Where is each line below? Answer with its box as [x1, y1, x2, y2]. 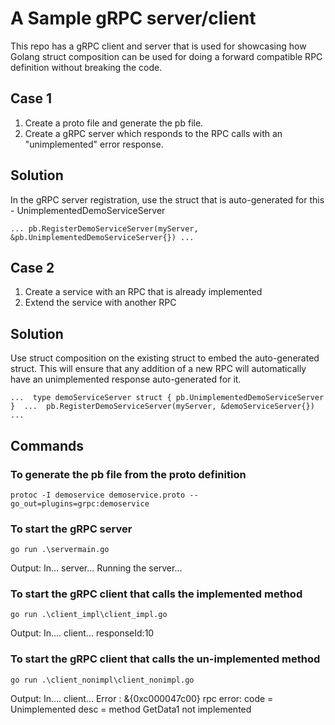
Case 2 [10, 259, 55, 276]
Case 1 [10, 90, 53, 107]
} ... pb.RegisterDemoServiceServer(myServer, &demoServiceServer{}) [10, 402, 315, 412]
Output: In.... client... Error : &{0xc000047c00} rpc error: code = [10, 692, 274, 704]
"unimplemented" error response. [24, 138, 164, 150]
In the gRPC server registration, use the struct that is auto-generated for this [10, 193, 325, 206]
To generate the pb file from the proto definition [10, 467, 247, 481]
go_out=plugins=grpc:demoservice [10, 498, 150, 509]
